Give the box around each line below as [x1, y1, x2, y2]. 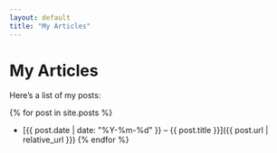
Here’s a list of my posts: [9, 90, 101, 101]
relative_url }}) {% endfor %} [22, 134, 129, 145]
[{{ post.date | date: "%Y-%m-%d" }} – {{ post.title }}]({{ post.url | [22, 125, 269, 136]
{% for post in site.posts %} [9, 107, 113, 118]
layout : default [9, 13, 71, 22]
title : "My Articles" [9, 22, 91, 31]
